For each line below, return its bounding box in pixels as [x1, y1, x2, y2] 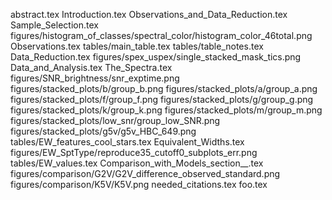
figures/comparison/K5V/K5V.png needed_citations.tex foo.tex [10, 179, 268, 190]
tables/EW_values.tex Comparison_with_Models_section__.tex [10, 157, 264, 169]
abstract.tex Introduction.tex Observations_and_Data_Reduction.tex [10, 9, 288, 20]
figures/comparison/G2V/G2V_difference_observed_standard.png [10, 168, 281, 179]
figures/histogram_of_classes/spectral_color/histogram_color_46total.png [10, 30, 313, 41]
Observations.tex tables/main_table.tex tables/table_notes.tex [10, 40, 264, 52]
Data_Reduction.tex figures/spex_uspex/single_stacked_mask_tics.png [10, 51, 302, 63]
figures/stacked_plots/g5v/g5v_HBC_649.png [10, 125, 197, 137]
